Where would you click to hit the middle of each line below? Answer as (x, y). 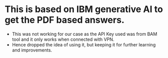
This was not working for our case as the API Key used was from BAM (85, 34)
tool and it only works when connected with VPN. (63, 39)
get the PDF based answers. (65, 20)
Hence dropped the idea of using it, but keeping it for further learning (84, 44)
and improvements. (32, 50)
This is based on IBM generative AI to (84, 9)
